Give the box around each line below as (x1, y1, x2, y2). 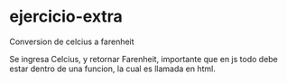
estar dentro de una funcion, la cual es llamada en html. (9, 63, 217, 74)
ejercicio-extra (9, 6, 124, 27)
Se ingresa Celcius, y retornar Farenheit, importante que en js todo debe (9, 53, 278, 64)
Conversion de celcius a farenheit (9, 36, 134, 47)
